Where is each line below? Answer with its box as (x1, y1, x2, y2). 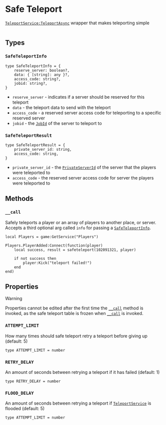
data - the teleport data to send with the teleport (12, 104, 111, 110)
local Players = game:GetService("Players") (5, 234, 99, 239)
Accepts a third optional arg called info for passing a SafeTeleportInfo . (5, 225, 151, 231)
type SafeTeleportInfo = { (5, 63, 61, 68)
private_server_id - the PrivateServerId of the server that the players (12, 164, 156, 170)
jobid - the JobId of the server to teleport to (12, 120, 102, 126)
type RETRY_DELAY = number (5, 379, 61, 384)
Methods (5, 194, 34, 203)
